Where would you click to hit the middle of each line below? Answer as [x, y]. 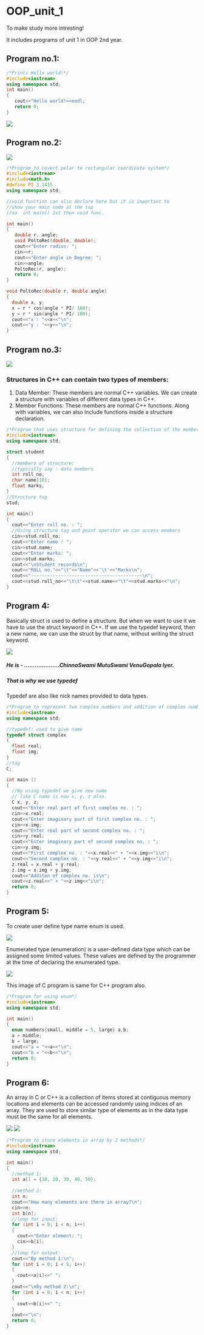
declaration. [30, 419]
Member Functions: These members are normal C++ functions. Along [102, 406]
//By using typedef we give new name [59, 791]
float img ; [25, 752]
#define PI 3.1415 [29, 185]
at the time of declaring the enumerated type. [63, 962]
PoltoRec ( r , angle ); [40, 269]
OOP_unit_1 [35, 11]
